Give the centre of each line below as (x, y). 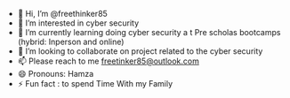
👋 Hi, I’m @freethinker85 (63, 14)
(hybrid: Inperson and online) (71, 41)
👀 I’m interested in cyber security (78, 23)
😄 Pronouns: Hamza (56, 74)
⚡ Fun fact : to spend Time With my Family (95, 83)
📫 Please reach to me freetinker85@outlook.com (109, 61)
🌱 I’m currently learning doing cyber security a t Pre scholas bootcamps (149, 32)
